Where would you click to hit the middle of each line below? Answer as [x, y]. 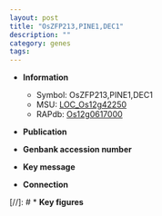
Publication [45, 132]
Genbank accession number [77, 150]
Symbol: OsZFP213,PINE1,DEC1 [94, 95]
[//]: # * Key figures [46, 202]
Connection [45, 185]
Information [46, 77]
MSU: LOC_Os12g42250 [81, 104]
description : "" [40, 34]
